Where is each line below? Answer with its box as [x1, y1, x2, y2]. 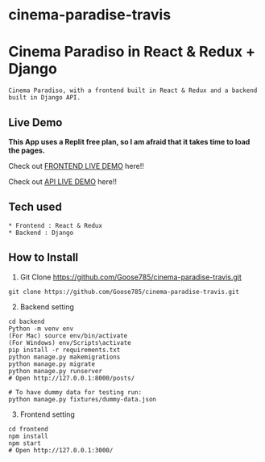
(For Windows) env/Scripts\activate [8, 338, 131, 346]
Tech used [8, 200, 62, 214]
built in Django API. [8, 94, 81, 102]
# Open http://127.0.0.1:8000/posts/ [8, 374, 135, 382]
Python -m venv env [8, 325, 74, 333]
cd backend [8, 317, 45, 325]
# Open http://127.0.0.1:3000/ [8, 446, 114, 454]
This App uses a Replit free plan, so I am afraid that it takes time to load [8, 136, 251, 146]
